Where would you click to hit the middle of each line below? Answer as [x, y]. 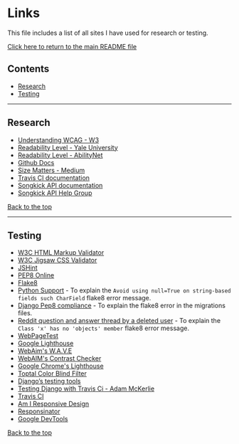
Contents [28, 69]
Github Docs [36, 162]
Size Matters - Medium [51, 170]
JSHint [27, 268]
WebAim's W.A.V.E [45, 351]
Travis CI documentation [54, 178]
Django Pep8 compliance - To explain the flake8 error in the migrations [122, 306]
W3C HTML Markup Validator [61, 253]
